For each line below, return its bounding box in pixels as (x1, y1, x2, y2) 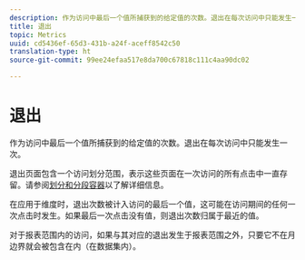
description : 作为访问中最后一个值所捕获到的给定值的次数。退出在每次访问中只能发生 (9, 13, 292, 23)
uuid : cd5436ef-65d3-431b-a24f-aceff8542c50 (9, 38, 181, 48)
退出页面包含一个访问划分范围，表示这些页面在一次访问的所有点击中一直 (9, 167, 280, 178)
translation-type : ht (9, 47, 92, 56)
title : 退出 (9, 22, 52, 31)
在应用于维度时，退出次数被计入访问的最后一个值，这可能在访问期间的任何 (9, 198, 288, 209)
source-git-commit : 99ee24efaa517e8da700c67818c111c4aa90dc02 (9, 55, 250, 65)
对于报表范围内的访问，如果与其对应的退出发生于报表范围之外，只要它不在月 (9, 229, 296, 240)
